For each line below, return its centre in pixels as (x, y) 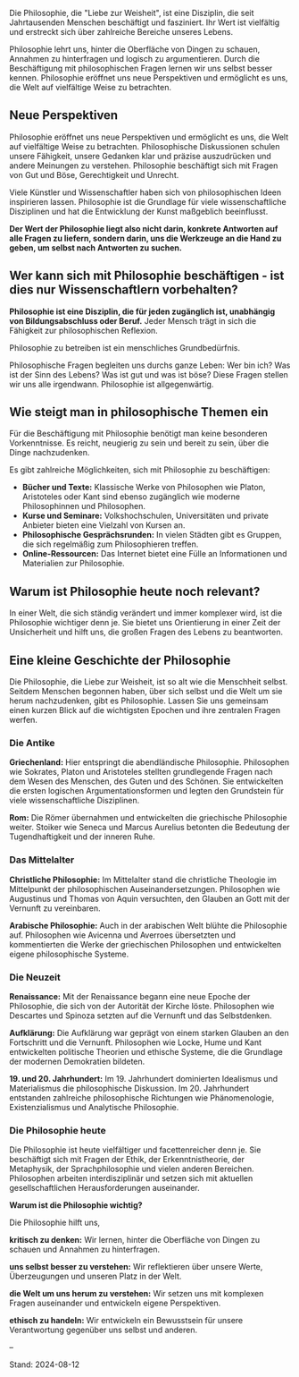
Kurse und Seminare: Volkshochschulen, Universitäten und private (145, 516)
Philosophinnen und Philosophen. (83, 506)
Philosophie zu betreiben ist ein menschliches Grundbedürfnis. (125, 347)
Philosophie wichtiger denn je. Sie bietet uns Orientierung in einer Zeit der (145, 623)
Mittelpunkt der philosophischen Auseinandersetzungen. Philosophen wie (145, 888)
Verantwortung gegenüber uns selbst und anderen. (104, 1330)
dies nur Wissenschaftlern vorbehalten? (124, 290)
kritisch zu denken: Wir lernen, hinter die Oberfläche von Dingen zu (135, 1240)
